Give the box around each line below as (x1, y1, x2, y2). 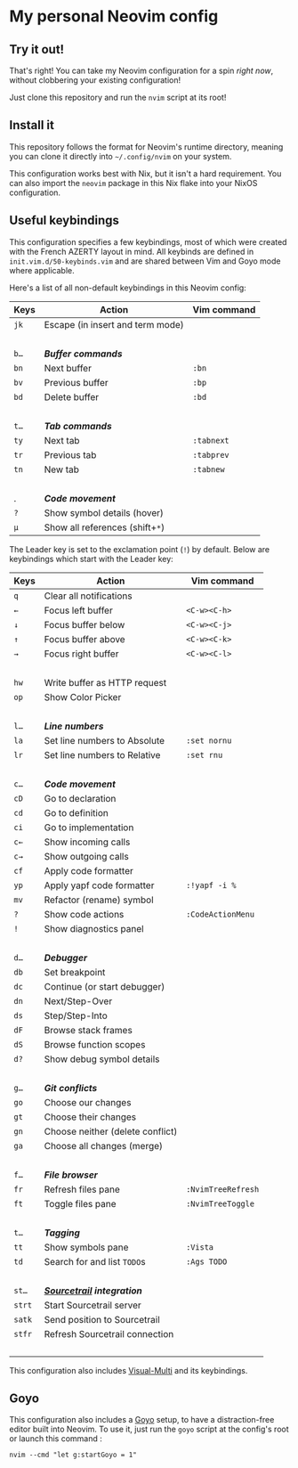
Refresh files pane (44, 1183, 120, 1195)
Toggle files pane (44, 1197, 117, 1210)
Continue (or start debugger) (44, 980, 165, 992)
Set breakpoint (44, 966, 106, 978)
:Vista (185, 1242, 213, 1252)
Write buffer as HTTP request (44, 676, 167, 689)
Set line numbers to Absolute (44, 734, 165, 746)
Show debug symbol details (44, 1053, 160, 1065)
